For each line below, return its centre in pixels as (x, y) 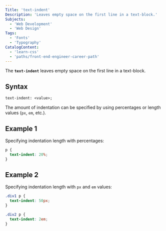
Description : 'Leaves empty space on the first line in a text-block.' (81, 15)
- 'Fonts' (20, 38)
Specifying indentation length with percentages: (54, 141)
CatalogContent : (22, 47)
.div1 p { (15, 196)
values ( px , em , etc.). (26, 113)
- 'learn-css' (24, 52)
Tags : (11, 33)
